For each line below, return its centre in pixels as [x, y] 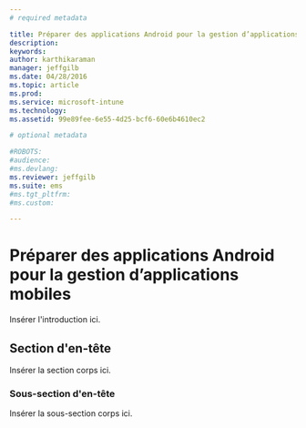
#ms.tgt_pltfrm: [40, 194]
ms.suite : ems [36, 186]
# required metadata [49, 18]
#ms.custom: [32, 203]
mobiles [40, 295]
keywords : [28, 51]
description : [34, 43]
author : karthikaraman [52, 60]
